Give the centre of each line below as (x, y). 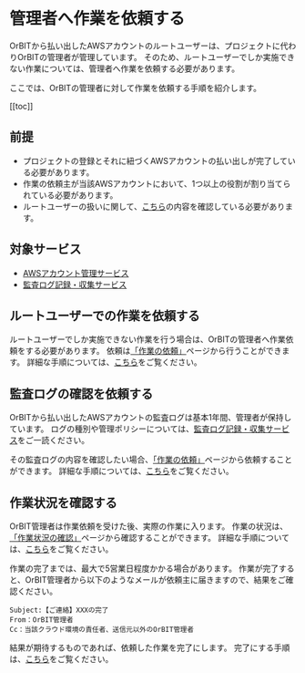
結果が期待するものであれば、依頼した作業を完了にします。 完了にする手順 (150, 647)
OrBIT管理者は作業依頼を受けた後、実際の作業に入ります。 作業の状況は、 (149, 526)
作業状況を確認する (63, 502)
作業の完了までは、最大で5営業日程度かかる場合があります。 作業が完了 (144, 568)
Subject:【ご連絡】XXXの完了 (59, 610)
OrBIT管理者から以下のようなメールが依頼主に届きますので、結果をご (156, 580)
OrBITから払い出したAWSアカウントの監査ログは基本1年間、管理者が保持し (151, 418)
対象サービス (46, 249)
